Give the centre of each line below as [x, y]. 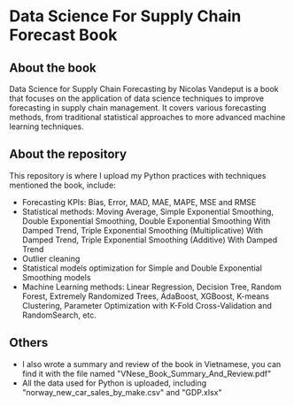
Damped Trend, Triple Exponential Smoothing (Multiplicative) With [143, 230]
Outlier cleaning [51, 258]
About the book [53, 68]
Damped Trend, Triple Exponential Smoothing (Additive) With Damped [150, 240]
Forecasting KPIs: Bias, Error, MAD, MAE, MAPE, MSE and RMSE [139, 202]
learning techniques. [46, 126]
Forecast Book [63, 35]
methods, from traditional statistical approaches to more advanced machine [147, 117]
